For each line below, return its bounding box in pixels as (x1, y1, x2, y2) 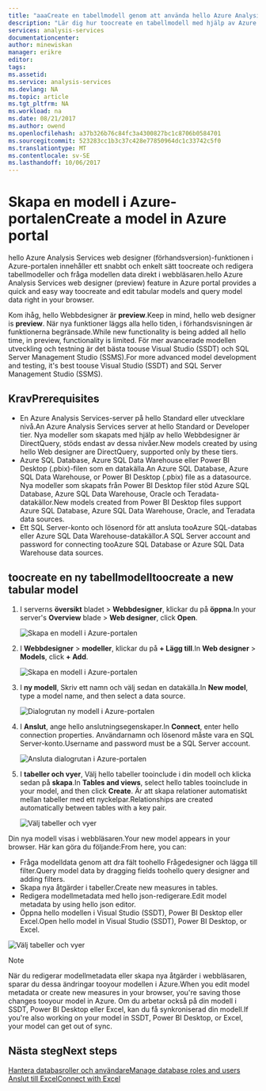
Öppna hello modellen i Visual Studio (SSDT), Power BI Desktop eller (19, 908, 243, 917)
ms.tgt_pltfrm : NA (8, 100, 69, 108)
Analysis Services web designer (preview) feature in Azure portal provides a (8, 278, 257, 288)
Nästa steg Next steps (8, 1044, 117, 1058)
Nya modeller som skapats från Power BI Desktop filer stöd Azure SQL (19, 480, 249, 490)
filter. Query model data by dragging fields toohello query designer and (19, 865, 250, 875)
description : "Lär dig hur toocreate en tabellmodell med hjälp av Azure (8, 19, 257, 27)
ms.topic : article (8, 93, 69, 101)
